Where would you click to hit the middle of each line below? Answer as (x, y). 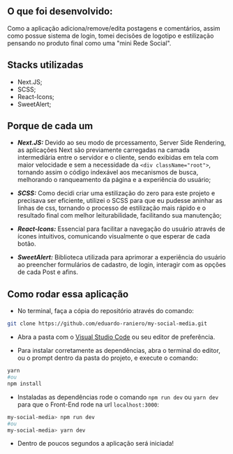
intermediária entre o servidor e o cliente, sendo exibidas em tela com (118, 158)
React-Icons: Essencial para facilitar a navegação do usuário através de (121, 229)
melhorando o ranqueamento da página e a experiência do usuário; (114, 180)
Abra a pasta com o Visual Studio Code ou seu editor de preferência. (116, 337)
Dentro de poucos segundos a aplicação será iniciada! (96, 444)
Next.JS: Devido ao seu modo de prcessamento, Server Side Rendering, (122, 143)
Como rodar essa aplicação (68, 294)
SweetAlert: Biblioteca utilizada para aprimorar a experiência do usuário (121, 257)
